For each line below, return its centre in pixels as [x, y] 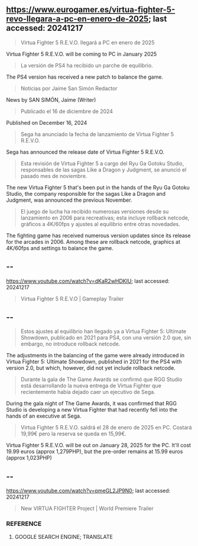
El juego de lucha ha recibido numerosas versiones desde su [95, 211]
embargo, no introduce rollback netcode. [70, 344]
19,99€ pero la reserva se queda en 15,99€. [74, 434]
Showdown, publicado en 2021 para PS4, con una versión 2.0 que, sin [106, 338]
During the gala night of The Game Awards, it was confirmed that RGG [92, 403]
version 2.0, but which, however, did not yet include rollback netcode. [91, 368]
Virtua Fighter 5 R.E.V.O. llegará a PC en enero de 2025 [87, 42]
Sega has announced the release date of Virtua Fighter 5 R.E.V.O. [85, 152]
